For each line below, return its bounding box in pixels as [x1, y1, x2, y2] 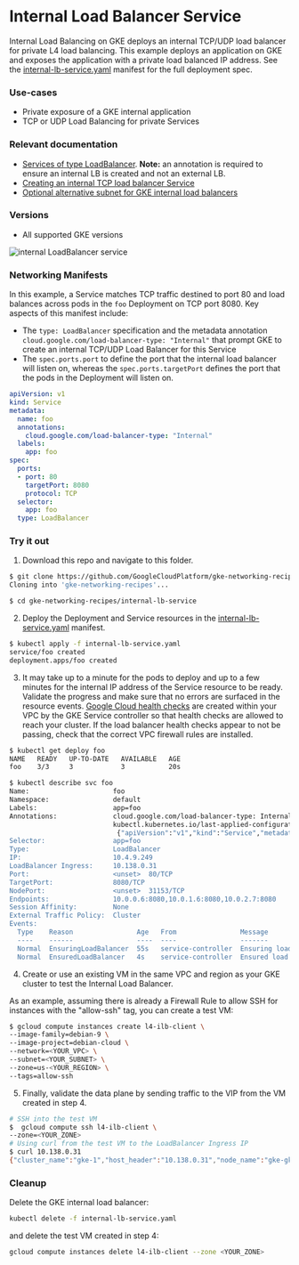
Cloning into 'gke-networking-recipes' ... [9, 580, 169, 589]
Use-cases [9, 86, 58, 99]
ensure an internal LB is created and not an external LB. [21, 167, 226, 179]
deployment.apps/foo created [9, 656, 117, 665]
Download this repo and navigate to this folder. [21, 555, 194, 566]
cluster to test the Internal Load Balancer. [21, 977, 174, 989]
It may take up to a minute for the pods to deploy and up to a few [21, 672, 260, 683]
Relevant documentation [9, 138, 118, 150]
